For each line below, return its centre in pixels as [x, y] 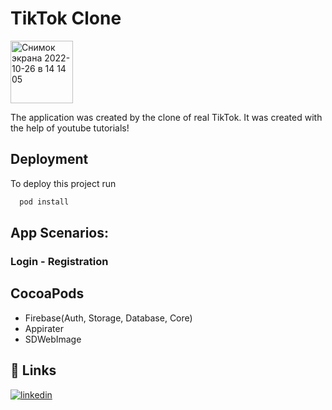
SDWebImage [53, 339]
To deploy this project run [63, 183]
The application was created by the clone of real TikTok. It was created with [166, 117]
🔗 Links [33, 370]
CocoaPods [47, 293]
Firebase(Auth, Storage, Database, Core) [108, 318]
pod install [44, 202]
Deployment [49, 159]
